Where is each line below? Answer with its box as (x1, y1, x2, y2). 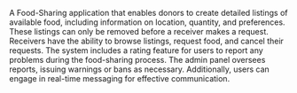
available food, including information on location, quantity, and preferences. (9, 17, 285, 27)
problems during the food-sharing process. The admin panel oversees (9, 55, 266, 65)
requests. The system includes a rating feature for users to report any (9, 45, 263, 56)
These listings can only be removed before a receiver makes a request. (9, 27, 269, 36)
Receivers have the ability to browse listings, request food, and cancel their (9, 35, 284, 46)
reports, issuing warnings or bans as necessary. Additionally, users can (9, 64, 270, 74)
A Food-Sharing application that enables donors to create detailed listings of (9, 8, 288, 18)
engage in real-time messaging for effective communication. (9, 74, 231, 83)
